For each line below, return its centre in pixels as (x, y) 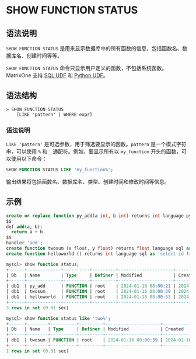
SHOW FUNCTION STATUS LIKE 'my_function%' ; (60, 170)
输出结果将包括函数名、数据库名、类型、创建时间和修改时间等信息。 (88, 181)
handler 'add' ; (24, 243)
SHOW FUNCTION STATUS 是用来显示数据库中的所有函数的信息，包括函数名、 (94, 48)
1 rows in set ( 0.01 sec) (37, 351)
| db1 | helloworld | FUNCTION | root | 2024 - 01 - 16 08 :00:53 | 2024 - (99, 297)
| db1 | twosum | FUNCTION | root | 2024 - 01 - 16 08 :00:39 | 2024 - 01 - (96, 340)
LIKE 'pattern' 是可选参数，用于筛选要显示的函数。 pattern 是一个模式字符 (96, 144)
